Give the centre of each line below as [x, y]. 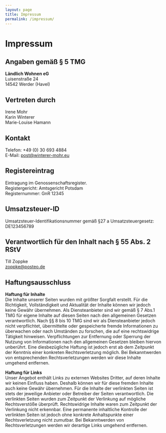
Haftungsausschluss [38, 282]
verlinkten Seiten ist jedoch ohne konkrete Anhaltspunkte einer [69, 415]
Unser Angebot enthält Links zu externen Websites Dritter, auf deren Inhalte [83, 378]
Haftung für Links [24, 372]
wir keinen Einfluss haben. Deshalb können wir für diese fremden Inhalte [80, 383]
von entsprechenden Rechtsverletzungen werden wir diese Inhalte [73, 358]
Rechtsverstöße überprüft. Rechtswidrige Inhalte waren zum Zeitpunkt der [81, 404]
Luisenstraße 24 [22, 79]
